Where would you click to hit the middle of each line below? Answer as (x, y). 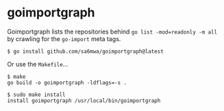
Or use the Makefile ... (38, 64)
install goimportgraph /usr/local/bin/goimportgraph (84, 101)
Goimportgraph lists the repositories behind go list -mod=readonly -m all (112, 32)
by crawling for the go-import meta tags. (64, 38)
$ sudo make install (37, 95)
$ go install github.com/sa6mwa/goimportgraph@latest (86, 51)
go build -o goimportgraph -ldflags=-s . (67, 83)
